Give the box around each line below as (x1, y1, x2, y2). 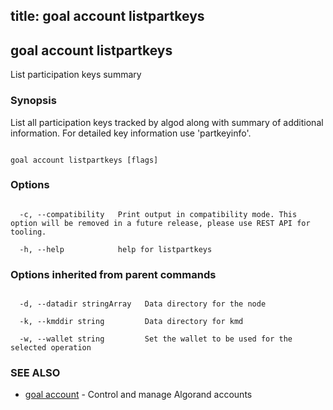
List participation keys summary (10, 69, 142, 81)
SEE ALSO (10, 366, 61, 380)
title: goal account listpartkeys (10, 8, 205, 25)
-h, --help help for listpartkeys (19, 244, 213, 254)
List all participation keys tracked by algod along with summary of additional (10, 116, 324, 128)
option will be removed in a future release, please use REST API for (10, 218, 311, 228)
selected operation (10, 343, 92, 353)
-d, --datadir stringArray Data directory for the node (19, 299, 267, 309)
